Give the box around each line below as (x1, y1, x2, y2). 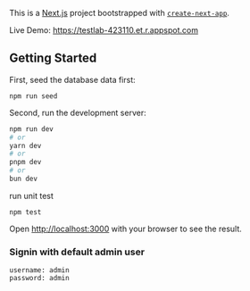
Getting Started (9, 51, 97, 66)
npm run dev (9, 124, 54, 133)
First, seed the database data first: (9, 74, 136, 85)
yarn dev (9, 141, 42, 150)
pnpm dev (9, 158, 42, 167)
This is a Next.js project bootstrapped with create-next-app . (9, 8, 230, 18)
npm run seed (9, 91, 58, 101)
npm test (9, 207, 42, 217)
